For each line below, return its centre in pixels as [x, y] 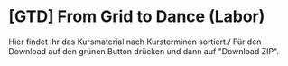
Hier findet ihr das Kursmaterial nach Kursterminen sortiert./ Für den [135, 42]
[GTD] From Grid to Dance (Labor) [137, 17]
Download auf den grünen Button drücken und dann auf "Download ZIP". [144, 51]
